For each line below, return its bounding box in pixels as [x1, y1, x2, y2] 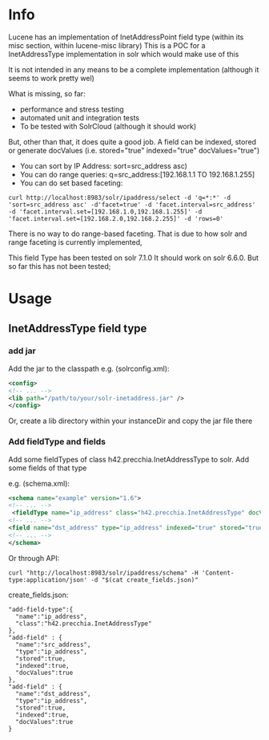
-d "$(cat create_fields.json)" [90, 575, 199, 583]
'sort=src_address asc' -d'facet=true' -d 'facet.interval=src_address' [8, 201, 256, 209]
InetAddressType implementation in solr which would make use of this [8, 49, 239, 59]
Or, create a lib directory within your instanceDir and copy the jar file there [8, 416, 253, 426]
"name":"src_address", [15, 640, 91, 649]
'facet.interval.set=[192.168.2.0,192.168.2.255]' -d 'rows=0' [8, 214, 224, 222]
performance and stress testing [19, 104, 124, 114]
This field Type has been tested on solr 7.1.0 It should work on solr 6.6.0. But [8, 253, 259, 262]
